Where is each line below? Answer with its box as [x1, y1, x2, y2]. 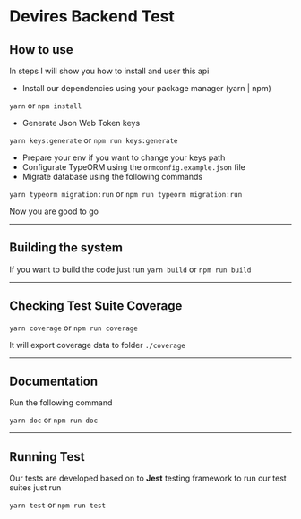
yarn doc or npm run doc [9, 414, 99, 426]
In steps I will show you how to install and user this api [9, 65, 210, 76]
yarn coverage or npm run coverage [9, 322, 139, 333]
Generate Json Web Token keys [21, 118, 141, 128]
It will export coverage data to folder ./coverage [9, 339, 185, 350]
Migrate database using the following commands [21, 172, 203, 182]
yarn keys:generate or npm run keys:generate [9, 135, 178, 145]
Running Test [9, 449, 85, 464]
